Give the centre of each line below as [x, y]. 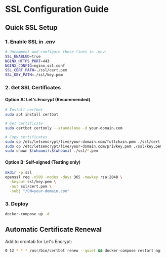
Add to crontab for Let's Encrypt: [39, 241]
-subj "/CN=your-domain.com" [40, 191]
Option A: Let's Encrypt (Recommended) [48, 99]
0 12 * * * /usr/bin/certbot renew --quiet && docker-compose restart [79, 251]
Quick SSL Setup [31, 28]
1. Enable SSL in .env [30, 42]
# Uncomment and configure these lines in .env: [56, 52]
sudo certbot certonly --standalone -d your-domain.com [64, 128]
